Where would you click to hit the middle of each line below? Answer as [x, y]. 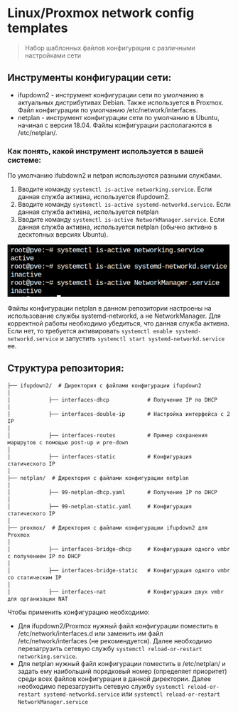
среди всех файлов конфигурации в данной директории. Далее [114, 679]
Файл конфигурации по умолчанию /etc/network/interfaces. [108, 110]
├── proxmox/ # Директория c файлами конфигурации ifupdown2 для [108, 527]
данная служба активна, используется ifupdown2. [94, 197]
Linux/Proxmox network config [101, 13]
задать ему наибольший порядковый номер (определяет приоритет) [122, 671]
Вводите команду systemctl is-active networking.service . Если [114, 189]
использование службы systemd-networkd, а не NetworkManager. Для [114, 316]
